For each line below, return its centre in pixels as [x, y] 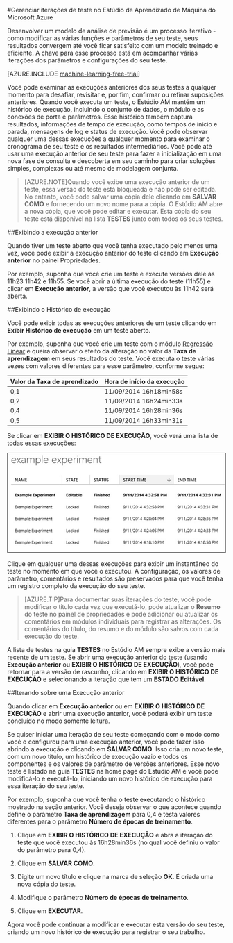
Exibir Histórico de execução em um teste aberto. [79, 330]
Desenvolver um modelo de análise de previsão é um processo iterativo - [112, 31]
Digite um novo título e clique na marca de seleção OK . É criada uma [115, 877]
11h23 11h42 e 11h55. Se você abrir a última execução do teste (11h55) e [109, 281]
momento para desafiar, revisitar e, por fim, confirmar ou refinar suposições [115, 94]
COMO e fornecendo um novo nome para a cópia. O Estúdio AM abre [123, 204]
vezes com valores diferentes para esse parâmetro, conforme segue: [106, 366]
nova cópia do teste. [46, 884]
